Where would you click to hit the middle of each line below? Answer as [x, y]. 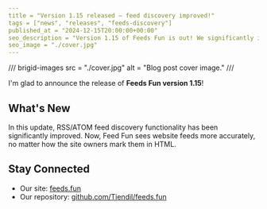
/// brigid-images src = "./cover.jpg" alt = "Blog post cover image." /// [121, 68]
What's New [39, 108]
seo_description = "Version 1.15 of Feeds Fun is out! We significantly [131, 38]
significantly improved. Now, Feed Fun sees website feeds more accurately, [132, 135]
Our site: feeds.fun [50, 188]
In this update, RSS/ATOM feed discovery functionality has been [113, 127]
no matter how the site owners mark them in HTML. [92, 144]
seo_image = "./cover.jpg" [53, 45]
